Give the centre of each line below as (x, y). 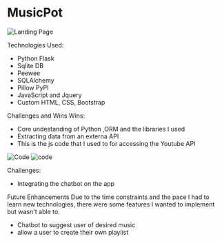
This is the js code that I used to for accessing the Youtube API (106, 143)
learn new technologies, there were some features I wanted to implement (111, 204)
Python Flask (36, 58)
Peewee (29, 73)
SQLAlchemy (36, 80)
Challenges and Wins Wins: (46, 116)
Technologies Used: (36, 45)
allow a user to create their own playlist (73, 232)
